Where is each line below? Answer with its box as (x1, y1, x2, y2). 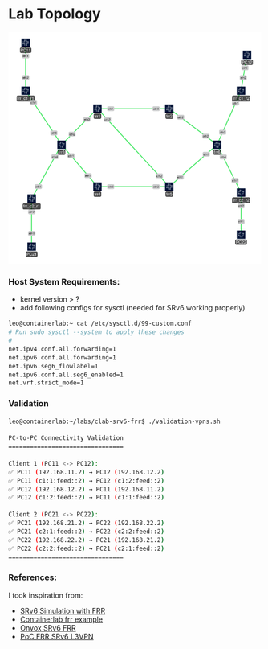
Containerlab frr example (19, 614, 103, 624)
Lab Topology (8, 5, 102, 23)
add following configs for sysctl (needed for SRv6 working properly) (19, 303, 246, 313)
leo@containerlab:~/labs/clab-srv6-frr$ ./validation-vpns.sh (8, 417, 221, 425)
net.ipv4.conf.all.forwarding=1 (8, 345, 116, 353)
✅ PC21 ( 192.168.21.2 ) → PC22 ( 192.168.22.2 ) (8, 520, 164, 528)
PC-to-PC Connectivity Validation (8, 434, 124, 442)
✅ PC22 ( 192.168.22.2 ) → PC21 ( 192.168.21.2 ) (8, 536, 164, 544)
